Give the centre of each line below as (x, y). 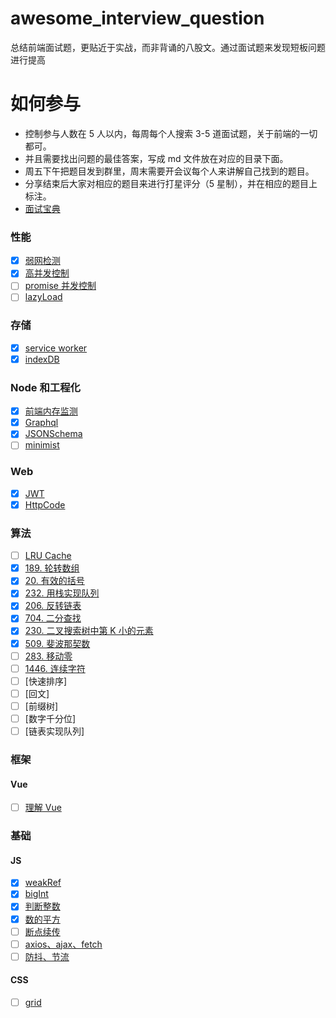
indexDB (42, 359)
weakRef (43, 883)
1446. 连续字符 (55, 668)
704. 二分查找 (53, 618)
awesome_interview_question (137, 18)
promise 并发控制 (60, 286)
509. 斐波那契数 (57, 643)
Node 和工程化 (45, 387)
